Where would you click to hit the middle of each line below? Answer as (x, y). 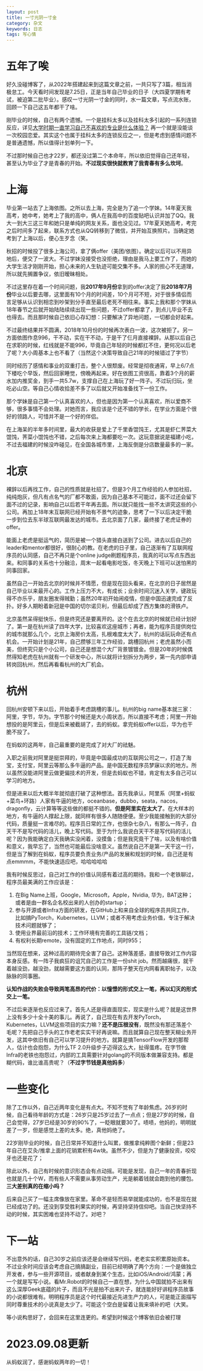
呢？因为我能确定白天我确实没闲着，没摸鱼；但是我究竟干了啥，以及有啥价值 (101, 838)
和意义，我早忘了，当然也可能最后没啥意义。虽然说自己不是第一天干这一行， (101, 846)
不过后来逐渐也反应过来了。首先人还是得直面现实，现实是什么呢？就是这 (96, 1009)
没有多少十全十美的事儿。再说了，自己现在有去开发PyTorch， (88, 1017)
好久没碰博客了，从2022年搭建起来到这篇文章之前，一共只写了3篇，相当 (97, 84)
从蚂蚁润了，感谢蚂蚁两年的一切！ (49, 1362)
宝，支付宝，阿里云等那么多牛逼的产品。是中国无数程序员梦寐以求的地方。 (99, 765)
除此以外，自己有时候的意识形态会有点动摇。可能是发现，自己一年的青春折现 (101, 1171)
